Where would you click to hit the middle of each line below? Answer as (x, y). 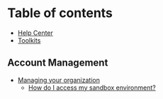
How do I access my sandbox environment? (92, 88)
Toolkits (29, 40)
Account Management (58, 63)
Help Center (35, 33)
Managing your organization (59, 80)
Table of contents (60, 13)
